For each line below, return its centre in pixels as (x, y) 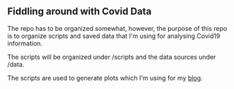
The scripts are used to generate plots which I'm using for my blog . (105, 78)
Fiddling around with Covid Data (80, 12)
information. (25, 43)
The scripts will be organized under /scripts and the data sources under (112, 57)
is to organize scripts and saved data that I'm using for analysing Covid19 (114, 36)
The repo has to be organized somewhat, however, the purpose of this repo (117, 28)
